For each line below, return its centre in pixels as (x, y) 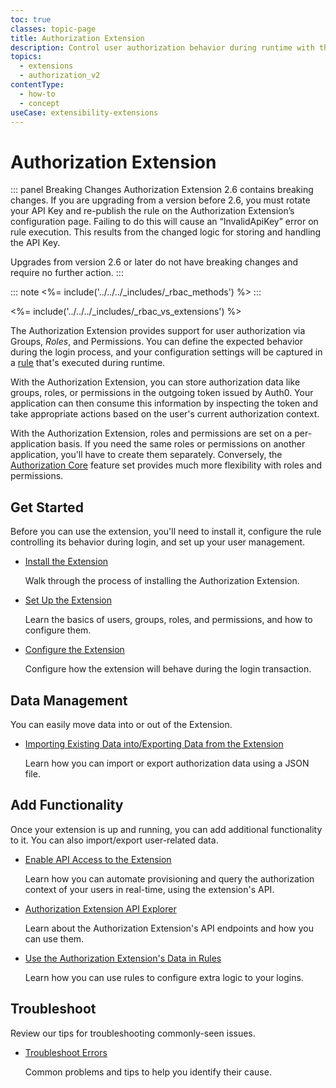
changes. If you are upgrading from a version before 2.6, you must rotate (160, 200)
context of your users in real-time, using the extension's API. (149, 889)
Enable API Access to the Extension (98, 859)
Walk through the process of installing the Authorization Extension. (162, 581)
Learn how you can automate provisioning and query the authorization (169, 878)
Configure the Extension (74, 650)
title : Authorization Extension (77, 38)
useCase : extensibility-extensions (84, 112)
